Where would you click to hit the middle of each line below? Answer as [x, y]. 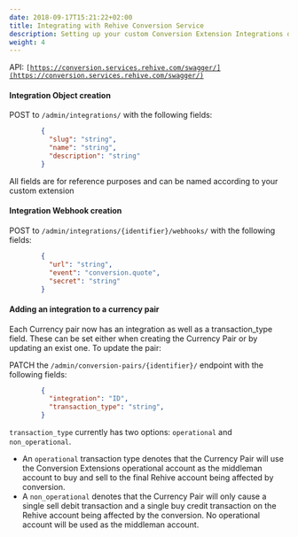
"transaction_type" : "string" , [106, 407]
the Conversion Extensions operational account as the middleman [142, 468]
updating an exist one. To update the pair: [86, 347]
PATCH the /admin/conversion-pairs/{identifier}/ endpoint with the [137, 365]
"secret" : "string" [85, 281]
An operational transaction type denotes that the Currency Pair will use [153, 459]
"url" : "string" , [81, 264]
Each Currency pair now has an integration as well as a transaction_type [141, 329]
